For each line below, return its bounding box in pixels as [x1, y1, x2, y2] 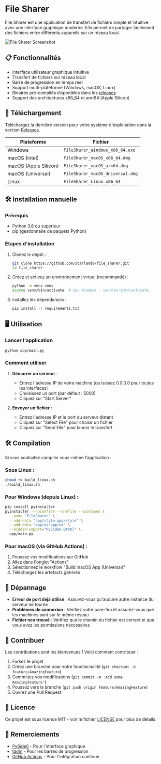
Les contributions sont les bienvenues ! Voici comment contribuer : [5, 649, 138, 655]
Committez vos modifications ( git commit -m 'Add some [12, 674, 123, 680]
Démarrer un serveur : [12, 370, 58, 376]
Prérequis [5, 212, 29, 219]
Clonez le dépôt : [12, 251, 46, 257]
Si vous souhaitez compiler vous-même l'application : [5, 454, 112, 460]
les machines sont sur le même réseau [12, 612, 89, 618]
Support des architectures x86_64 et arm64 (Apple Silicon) [12, 95, 130, 100]
